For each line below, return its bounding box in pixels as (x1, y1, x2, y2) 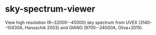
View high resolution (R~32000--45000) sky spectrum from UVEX (5, 19, 138, 25)
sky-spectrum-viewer (5, 3, 95, 15)
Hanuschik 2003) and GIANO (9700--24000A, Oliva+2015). (25, 24, 143, 30)
